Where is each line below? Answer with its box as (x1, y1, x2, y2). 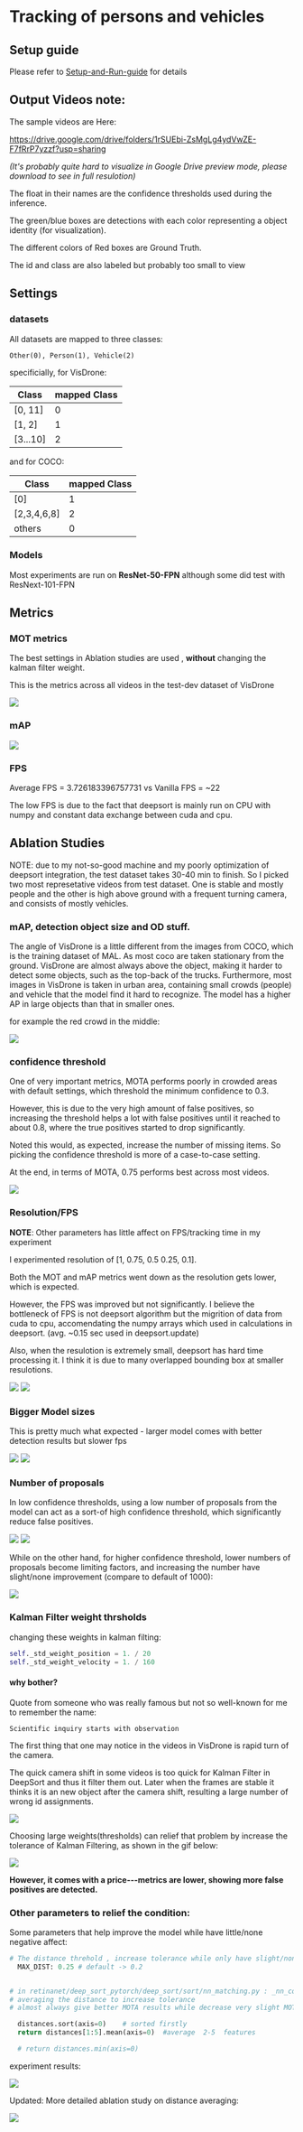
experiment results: (9, 2061, 81, 2071)
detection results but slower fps (9, 1436, 128, 1447)
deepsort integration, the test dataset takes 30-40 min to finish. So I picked (9, 869, 289, 880)
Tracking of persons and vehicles (9, 6, 265, 27)
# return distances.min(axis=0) (17, 2044, 140, 2053)
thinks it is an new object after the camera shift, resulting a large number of (9, 1786, 289, 1797)
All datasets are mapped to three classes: (9, 333, 164, 344)
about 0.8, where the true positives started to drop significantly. (9, 1122, 246, 1133)
